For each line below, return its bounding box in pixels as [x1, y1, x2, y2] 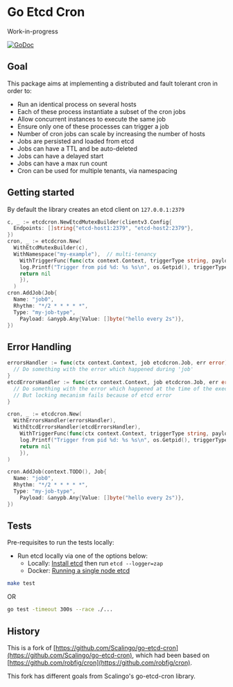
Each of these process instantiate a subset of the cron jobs [17, 107, 186, 115]
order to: [7, 86, 33, 94]
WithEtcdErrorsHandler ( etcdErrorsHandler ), [13, 424, 141, 431]
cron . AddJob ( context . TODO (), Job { [7, 468, 107, 476]
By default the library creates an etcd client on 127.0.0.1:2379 [7, 205, 185, 213]
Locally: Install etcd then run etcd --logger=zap [27, 559, 164, 568]
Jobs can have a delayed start [17, 151, 104, 160]
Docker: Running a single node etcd [27, 567, 130, 575]
